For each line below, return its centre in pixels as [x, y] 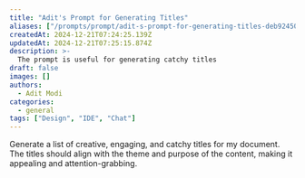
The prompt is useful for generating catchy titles [118, 60]
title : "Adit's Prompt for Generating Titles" [99, 18]
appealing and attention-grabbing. [74, 164]
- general [36, 110]
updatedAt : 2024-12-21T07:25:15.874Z [81, 43]
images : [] [30, 77]
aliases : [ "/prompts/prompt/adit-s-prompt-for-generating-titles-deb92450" [156, 26]
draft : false [34, 69]
